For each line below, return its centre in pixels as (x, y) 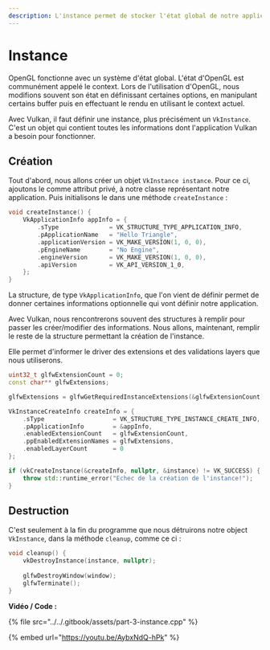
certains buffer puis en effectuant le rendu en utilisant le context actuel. (127, 103)
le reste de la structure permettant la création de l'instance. (106, 336)
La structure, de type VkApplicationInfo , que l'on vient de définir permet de (134, 295)
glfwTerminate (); (52, 583)
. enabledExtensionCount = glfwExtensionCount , (106, 434)
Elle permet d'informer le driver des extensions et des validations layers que (134, 352)
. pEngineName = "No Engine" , (98, 250)
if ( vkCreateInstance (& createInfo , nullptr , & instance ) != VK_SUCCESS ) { (135, 471)
